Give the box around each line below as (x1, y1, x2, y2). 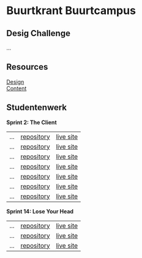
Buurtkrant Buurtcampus (6, 4, 136, 18)
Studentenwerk (6, 102, 67, 113)
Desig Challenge (6, 28, 70, 39)
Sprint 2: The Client (6, 119, 57, 126)
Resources (6, 62, 48, 72)
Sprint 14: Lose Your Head (6, 207, 74, 215)
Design (6, 78, 24, 86)
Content (6, 84, 27, 92)
